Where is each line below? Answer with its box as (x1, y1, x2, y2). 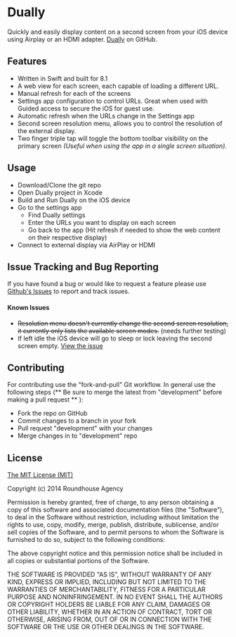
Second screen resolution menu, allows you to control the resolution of (17, 119, 223, 128)
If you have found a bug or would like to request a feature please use (7, 280, 206, 288)
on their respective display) (27, 233, 107, 242)
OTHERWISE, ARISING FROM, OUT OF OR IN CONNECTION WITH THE (7, 615, 212, 624)
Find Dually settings (27, 211, 86, 219)
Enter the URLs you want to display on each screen (27, 218, 176, 226)
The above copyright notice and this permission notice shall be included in (7, 549, 223, 557)
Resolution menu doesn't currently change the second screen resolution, (17, 318, 229, 328)
